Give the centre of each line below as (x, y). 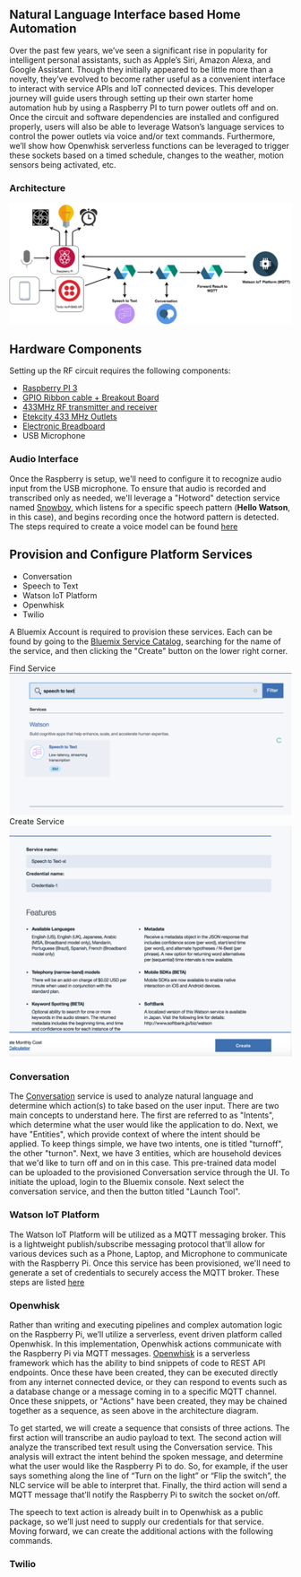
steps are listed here (47, 1282)
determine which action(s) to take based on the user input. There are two (144, 1106)
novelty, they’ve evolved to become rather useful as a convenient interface (147, 79)
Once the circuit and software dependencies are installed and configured (144, 117)
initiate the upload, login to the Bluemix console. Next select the (127, 1182)
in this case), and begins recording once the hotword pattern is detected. (144, 517)
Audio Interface (44, 459)
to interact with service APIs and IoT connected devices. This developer (142, 88)
